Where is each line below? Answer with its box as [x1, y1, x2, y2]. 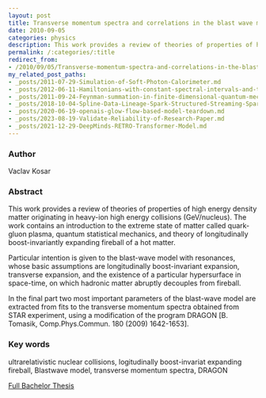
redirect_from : [8, 56, 59, 64]
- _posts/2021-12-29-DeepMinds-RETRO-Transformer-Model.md [8, 122, 207, 130]
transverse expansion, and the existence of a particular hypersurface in [8, 270, 241, 280]
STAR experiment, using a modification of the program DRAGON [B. [8, 311, 228, 320]
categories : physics [8, 33, 77, 42]
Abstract [8, 186, 44, 197]
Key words [8, 339, 50, 350]
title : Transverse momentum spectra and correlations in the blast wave [8, 19, 253, 27]
